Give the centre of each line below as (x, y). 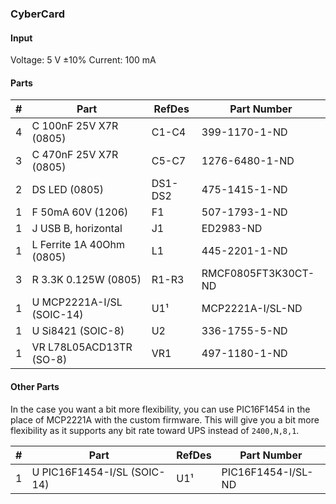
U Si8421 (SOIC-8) (78, 331)
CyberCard (37, 14)
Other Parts (35, 386)
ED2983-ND (232, 229)
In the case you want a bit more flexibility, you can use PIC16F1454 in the (160, 409)
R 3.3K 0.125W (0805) (86, 280)
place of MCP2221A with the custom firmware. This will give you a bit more (165, 419)
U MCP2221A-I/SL (77, 302)
